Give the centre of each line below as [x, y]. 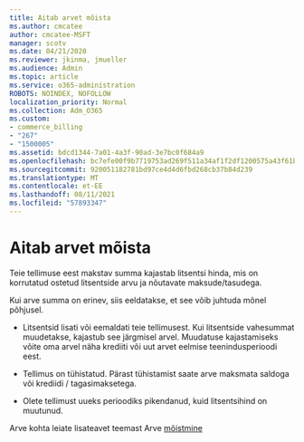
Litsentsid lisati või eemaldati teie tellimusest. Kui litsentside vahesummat [158, 327]
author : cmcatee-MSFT [50, 34]
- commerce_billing [46, 128]
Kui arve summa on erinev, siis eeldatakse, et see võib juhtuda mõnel [138, 300]
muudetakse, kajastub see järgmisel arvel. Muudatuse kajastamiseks [150, 337]
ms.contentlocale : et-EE [56, 187]
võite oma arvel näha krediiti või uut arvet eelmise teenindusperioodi [150, 346]
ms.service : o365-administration [72, 85]
